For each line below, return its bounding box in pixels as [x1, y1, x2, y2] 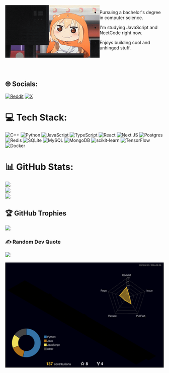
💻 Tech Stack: [5, 112, 67, 123]
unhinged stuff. [100, 45, 131, 51]
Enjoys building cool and [100, 40, 150, 45]
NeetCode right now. [100, 30, 142, 36]
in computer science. [100, 15, 143, 21]
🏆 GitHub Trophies [5, 209, 67, 218]
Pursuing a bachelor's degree [100, 10, 161, 15]
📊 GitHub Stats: [5, 161, 74, 173]
